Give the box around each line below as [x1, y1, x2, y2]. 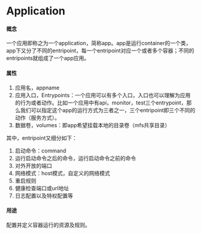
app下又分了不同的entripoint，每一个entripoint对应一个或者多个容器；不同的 [6, 47, 195, 55]
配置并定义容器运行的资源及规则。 [6, 221, 91, 229]
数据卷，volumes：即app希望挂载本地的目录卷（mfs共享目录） [14, 121, 170, 128]
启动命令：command [14, 147, 67, 154]
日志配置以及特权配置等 [14, 192, 73, 199]
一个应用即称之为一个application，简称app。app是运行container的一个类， [6, 40, 191, 47]
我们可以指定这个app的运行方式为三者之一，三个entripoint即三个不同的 [20, 106, 196, 113]
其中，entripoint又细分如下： [6, 134, 78, 142]
